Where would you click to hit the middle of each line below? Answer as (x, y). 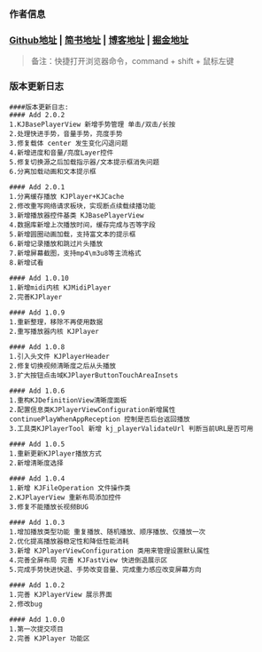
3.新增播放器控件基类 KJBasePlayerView (77, 215)
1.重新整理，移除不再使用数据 (56, 322)
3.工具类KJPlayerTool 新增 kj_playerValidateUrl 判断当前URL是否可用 (131, 428)
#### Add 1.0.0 (37, 619)
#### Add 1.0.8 (37, 347)
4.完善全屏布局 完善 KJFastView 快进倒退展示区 (89, 560)
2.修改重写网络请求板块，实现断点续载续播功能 (83, 206)
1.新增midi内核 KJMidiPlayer (60, 287)
